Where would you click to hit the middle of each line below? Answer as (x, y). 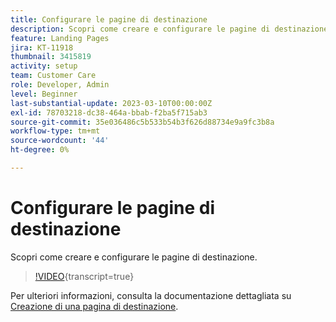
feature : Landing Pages (60, 38)
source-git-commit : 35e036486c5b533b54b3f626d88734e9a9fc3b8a (142, 122)
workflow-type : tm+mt (55, 131)
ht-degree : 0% (40, 150)
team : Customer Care (53, 76)
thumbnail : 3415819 (51, 57)
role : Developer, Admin (60, 85)
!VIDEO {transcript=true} (84, 276)
